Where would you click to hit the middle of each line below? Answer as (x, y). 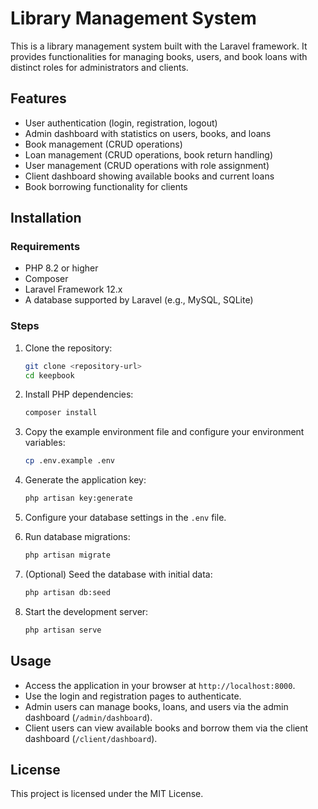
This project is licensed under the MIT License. (107, 794)
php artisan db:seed (67, 592)
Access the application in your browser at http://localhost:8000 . (160, 685)
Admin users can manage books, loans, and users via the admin (156, 706)
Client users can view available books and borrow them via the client (166, 728)
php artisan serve (63, 630)
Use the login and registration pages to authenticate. (133, 696)
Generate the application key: (85, 480)
